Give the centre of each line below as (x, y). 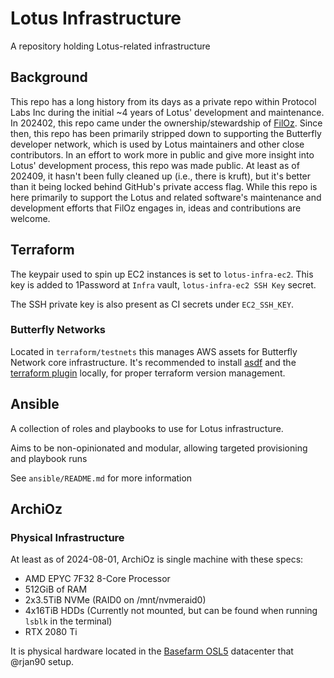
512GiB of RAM (56, 589)
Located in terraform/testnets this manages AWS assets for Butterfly (154, 351)
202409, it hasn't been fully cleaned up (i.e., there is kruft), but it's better (161, 176)
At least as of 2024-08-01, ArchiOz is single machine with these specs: (157, 559)
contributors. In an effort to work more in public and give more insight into (162, 154)
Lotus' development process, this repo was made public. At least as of (155, 165)
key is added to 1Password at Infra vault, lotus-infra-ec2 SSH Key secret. (163, 284)
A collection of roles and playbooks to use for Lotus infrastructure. (147, 428)
